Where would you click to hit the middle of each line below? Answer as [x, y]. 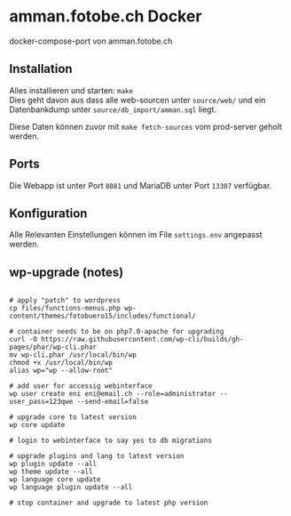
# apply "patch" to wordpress [65, 301]
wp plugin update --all [53, 464]
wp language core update [55, 480]
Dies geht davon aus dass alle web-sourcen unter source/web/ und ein [138, 100]
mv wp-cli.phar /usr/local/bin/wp [73, 355]
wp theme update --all [51, 472]
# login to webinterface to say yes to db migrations [111, 441]
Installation [41, 69]
